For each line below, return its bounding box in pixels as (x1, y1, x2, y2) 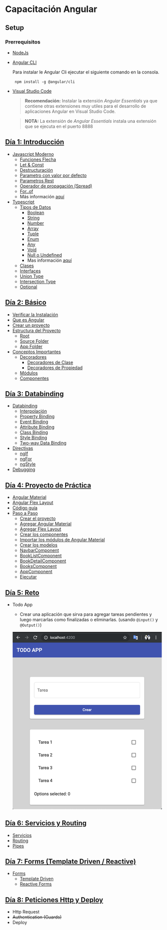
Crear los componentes (19, 531, 68, 537)
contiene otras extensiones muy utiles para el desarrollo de (24, 103, 147, 109)
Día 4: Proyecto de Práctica (5, 481, 91, 489)
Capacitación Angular (5, 3, 97, 15)
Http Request (12, 909, 40, 915)
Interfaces (19, 268, 41, 274)
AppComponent (19, 568, 53, 575)
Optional (19, 284, 37, 290)
